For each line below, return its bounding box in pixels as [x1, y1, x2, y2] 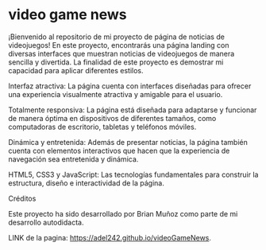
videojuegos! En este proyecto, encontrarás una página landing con [8, 40, 229, 49]
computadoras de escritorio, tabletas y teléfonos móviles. [8, 122, 197, 131]
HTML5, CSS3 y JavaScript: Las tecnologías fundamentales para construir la [8, 170, 259, 179]
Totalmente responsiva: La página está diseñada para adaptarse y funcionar [8, 105, 257, 115]
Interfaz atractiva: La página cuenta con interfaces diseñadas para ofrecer [8, 81, 252, 91]
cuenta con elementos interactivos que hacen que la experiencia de [8, 146, 230, 155]
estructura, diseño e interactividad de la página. [8, 178, 165, 188]
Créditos [8, 193, 37, 203]
